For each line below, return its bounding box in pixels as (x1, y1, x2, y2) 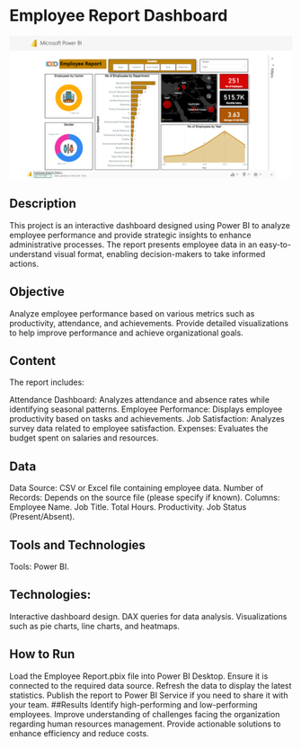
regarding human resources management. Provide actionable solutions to (9, 718, 281, 729)
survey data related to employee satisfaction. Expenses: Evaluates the (9, 423, 269, 434)
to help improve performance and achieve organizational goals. (9, 327, 244, 338)
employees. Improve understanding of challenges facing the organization (9, 708, 280, 719)
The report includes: (9, 377, 85, 387)
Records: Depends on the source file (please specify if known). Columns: (9, 492, 280, 503)
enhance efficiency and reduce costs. (9, 727, 150, 738)
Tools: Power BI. (9, 561, 70, 572)
